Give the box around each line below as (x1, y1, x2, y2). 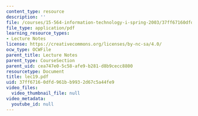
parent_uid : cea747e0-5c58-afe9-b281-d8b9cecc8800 (6, 63, 133, 69)
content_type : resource (6, 8, 65, 15)
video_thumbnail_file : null (11, 90, 81, 96)
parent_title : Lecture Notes (6, 52, 78, 58)
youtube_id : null (11, 101, 54, 107)
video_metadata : (6, 95, 46, 101)
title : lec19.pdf (6, 74, 49, 80)
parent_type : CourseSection (6, 57, 75, 63)
